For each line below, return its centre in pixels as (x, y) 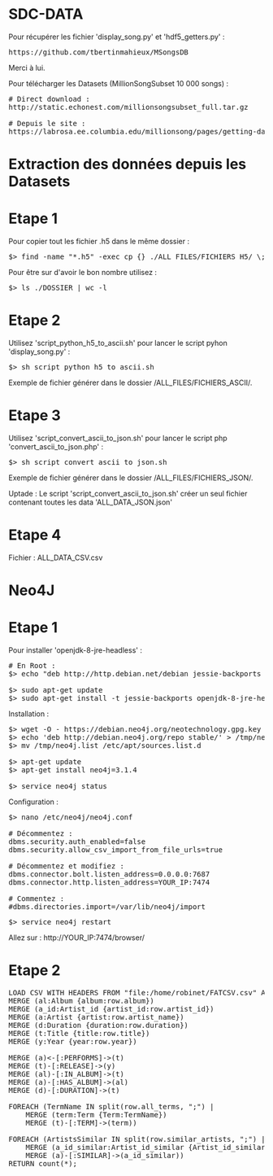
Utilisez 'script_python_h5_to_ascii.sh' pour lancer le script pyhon (118, 343)
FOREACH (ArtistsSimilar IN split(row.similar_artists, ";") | (137, 1139)
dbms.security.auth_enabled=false (77, 842)
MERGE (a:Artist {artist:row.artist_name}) (96, 1017)
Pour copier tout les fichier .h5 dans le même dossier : (99, 242)
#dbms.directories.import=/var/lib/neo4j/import (107, 907)
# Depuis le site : (47, 123)
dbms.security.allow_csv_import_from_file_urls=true (116, 850)
